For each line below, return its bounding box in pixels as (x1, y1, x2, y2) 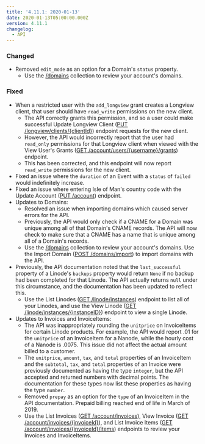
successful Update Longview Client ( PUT (24, 120, 128, 128)
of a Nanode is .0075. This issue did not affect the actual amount (24, 341, 187, 348)
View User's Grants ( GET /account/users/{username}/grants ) (24, 146, 178, 154)
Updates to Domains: (15, 198, 68, 206)
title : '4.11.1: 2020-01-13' (6, 9, 81, 15)
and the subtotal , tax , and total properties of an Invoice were (24, 360, 181, 368)
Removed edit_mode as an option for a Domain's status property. (15, 65, 178, 73)
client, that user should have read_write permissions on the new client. (15, 107, 194, 115)
